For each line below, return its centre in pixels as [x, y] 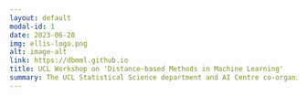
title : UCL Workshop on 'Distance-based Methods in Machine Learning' [147, 69]
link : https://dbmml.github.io [69, 60]
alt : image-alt [38, 52]
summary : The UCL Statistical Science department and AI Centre [134, 78]
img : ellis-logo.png [49, 43]
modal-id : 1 [32, 27]
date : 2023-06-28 [42, 35]
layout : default [40, 18]
